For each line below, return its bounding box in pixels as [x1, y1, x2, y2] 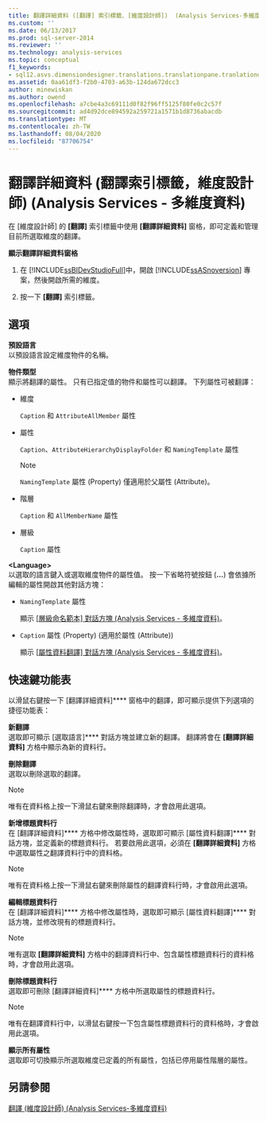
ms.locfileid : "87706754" [8, 137, 94, 145]
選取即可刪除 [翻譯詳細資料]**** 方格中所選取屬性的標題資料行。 [8, 987, 220, 996]
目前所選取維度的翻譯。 [8, 231, 85, 241]
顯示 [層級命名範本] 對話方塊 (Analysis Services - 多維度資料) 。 [19, 614, 227, 623]
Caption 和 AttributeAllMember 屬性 [19, 411, 137, 421]
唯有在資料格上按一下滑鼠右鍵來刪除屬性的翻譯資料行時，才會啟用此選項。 [8, 880, 252, 890]
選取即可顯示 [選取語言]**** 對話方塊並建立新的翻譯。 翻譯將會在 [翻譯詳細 [8, 732, 254, 742]
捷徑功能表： [8, 705, 50, 716]
